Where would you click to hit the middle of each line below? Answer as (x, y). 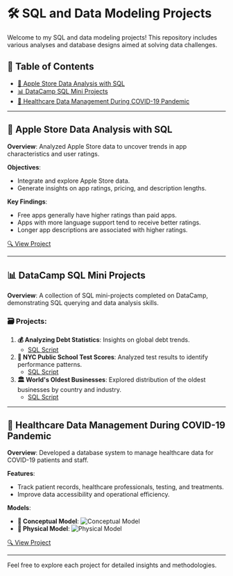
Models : (19, 508)
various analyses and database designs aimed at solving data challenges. (112, 44)
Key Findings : (27, 201)
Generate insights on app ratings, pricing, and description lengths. (112, 188)
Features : (21, 474)
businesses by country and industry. (69, 389)
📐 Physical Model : (44, 529)
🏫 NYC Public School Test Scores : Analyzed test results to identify (113, 357)
